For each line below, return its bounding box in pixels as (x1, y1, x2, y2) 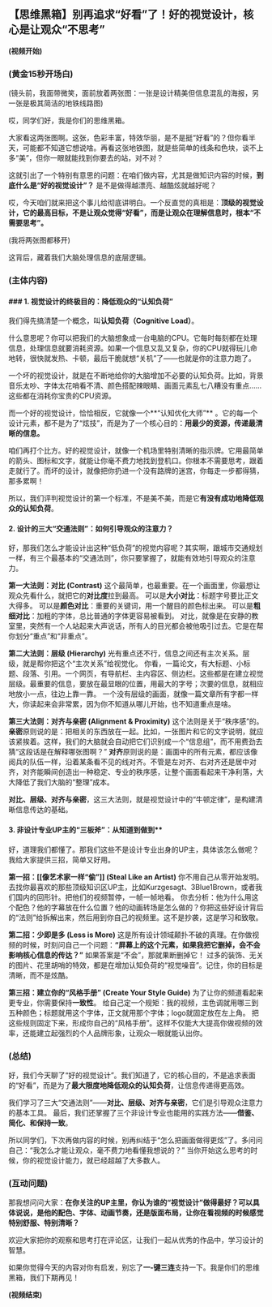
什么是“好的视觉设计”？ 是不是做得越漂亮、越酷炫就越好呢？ (15, 181, 217, 191)
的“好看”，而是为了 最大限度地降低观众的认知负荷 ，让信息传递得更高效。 (8, 1080, 249, 1090)
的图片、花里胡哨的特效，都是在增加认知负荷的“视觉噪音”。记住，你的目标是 (8, 960, 263, 970)
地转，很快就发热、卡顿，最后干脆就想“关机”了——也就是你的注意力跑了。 (8, 354, 257, 363)
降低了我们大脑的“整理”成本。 (15, 777, 115, 787)
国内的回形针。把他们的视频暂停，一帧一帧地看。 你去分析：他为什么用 (15, 892, 252, 902)
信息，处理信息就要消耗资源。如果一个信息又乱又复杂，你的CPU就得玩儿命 (8, 343, 257, 353)
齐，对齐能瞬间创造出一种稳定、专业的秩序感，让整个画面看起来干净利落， (8, 767, 257, 777)
